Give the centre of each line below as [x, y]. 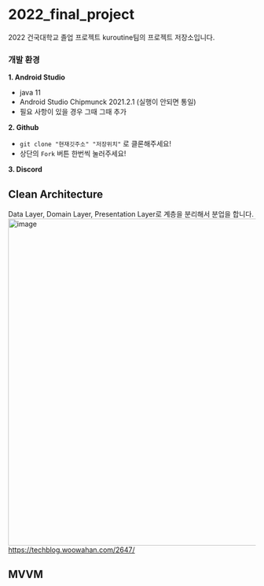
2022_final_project [71, 15]
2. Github [24, 128]
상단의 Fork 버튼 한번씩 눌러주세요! [73, 154]
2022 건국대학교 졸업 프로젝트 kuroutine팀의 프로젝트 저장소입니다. [112, 37]
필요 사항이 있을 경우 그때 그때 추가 [73, 112]
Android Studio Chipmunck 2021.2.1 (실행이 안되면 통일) [108, 102]
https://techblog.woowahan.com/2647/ [71, 550]
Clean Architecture [56, 194]
